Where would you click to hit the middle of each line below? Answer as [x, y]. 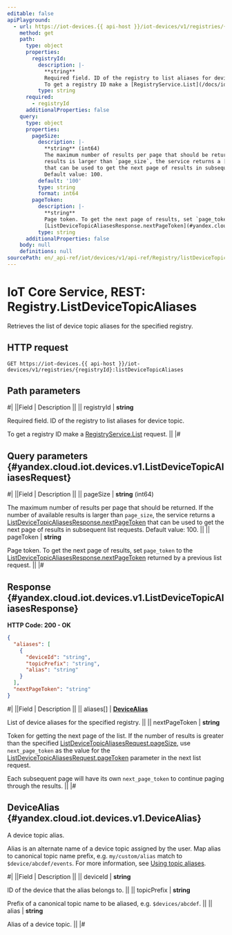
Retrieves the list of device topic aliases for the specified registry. [100, 326]
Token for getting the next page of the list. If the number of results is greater [116, 735]
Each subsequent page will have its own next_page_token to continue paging [116, 778]
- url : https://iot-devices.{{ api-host [72, 26]
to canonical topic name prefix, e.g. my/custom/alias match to [95, 855]
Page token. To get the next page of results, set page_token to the [100, 550]
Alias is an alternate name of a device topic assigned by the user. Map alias [114, 849]
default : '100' [59, 180]
